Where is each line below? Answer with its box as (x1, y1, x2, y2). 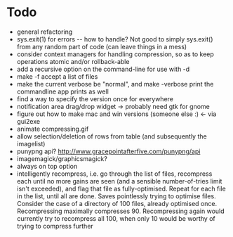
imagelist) (16, 139, 46, 148)
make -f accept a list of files (16, 72, 98, 81)
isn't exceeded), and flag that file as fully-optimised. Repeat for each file (16, 184, 226, 193)
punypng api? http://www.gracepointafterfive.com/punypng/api (16, 147, 201, 155)
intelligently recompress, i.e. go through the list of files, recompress (16, 169, 213, 178)
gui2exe (16, 117, 40, 125)
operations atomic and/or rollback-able (16, 57, 130, 65)
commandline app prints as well (16, 87, 109, 96)
